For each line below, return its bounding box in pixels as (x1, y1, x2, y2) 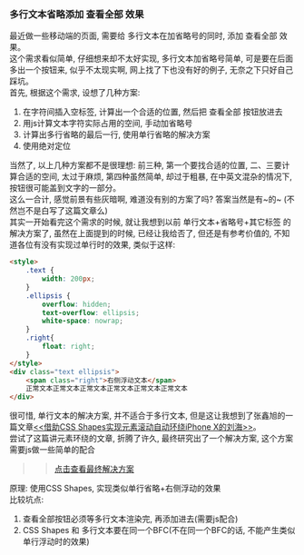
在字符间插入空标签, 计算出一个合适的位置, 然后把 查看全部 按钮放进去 (22, 106, 283, 117)
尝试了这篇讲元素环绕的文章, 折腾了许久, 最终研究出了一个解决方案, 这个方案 (9, 433, 293, 444)
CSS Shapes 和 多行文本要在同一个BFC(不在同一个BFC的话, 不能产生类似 (22, 525, 296, 536)
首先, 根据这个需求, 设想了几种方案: (9, 87, 141, 98)
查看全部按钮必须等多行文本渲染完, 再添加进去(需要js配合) (22, 513, 239, 524)
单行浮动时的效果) (22, 536, 90, 547)
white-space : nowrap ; (42, 316, 124, 326)
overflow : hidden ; (42, 300, 112, 309)
